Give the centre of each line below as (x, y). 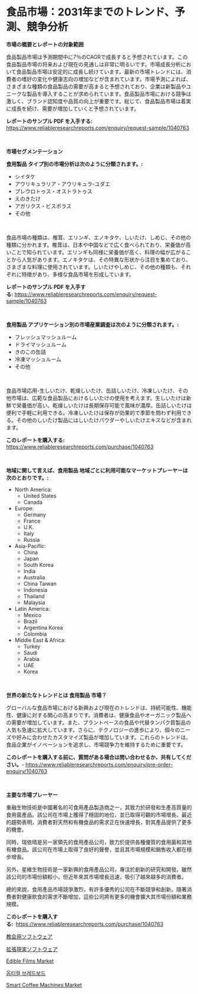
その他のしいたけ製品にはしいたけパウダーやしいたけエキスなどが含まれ (104, 420)
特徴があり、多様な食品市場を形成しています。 (78, 274)
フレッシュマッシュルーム (46, 337)
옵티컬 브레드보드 (26, 973)
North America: (33, 489)
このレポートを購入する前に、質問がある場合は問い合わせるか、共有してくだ (99, 757)
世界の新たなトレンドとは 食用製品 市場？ (57, 695)
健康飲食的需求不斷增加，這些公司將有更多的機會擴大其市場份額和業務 (107, 897)
